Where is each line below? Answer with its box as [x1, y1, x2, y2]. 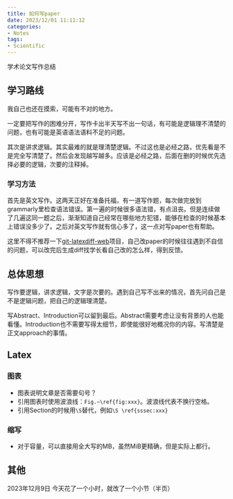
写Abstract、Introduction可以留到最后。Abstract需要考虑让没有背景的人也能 [7, 311, 224, 320]
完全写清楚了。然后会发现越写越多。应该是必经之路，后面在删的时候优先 [12, 151, 220, 160]
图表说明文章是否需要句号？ [17, 388, 97, 397]
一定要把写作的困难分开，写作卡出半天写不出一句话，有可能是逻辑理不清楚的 [7, 119, 226, 127]
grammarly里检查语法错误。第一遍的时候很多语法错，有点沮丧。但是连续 [7, 205, 214, 213]
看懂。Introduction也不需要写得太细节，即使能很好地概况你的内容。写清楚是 [7, 320, 224, 328]
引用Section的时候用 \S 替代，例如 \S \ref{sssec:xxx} [17, 406, 169, 414]
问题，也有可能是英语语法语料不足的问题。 [7, 128, 129, 136]
